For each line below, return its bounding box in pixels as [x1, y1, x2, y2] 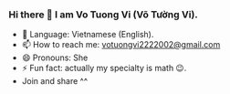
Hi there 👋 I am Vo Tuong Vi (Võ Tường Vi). [8, 8, 198, 21]
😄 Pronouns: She [21, 52, 89, 63]
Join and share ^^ [21, 76, 89, 87]
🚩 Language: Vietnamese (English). [21, 29, 154, 40]
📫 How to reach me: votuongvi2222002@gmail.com [21, 39, 221, 50]
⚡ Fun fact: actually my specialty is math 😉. [21, 63, 187, 74]
